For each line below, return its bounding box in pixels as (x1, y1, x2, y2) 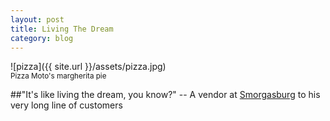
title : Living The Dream (10, 24, 114, 34)
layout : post (10, 14, 65, 25)
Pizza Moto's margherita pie (10, 71, 107, 81)
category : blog (10, 33, 74, 43)
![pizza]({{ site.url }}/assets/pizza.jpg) (10, 61, 167, 73)
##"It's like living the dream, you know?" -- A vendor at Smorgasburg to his (10, 89, 321, 101)
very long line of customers (10, 99, 123, 111)
